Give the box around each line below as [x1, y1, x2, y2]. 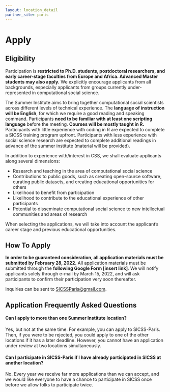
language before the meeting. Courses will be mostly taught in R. [5, 121, 145, 127]
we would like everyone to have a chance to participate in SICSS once [5, 376, 152, 382]
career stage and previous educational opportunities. [5, 226, 117, 232]
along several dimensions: [5, 158, 60, 164]
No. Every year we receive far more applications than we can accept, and [5, 371, 159, 377]
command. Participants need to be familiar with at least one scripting [5, 116, 153, 122]
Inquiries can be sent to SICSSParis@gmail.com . [5, 286, 107, 292]
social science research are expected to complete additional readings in [5, 137, 156, 143]
